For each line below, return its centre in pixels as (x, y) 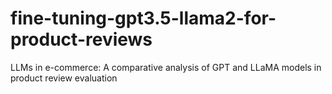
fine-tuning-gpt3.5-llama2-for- (143, 18)
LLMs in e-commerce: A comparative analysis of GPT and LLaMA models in (166, 67)
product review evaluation (64, 78)
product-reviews (81, 39)
